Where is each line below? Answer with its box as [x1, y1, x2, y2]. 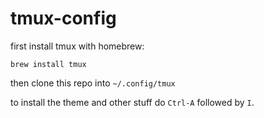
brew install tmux [10, 59, 87, 69]
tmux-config [10, 7, 117, 30]
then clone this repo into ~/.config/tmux [10, 77, 176, 89]
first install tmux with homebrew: [10, 40, 145, 52]
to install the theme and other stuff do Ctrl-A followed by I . [10, 96, 255, 108]
